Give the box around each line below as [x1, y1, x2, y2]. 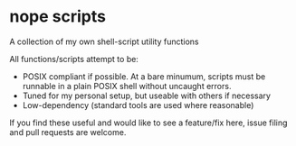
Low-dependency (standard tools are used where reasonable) [22, 99, 254, 110]
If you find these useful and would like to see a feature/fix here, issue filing [9, 117, 288, 128]
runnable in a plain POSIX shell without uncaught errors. [22, 80, 232, 91]
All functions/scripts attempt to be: [9, 53, 138, 64]
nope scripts [9, 6, 107, 27]
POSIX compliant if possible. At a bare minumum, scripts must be [22, 70, 266, 82]
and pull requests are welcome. [9, 126, 127, 137]
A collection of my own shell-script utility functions [9, 36, 199, 47]
